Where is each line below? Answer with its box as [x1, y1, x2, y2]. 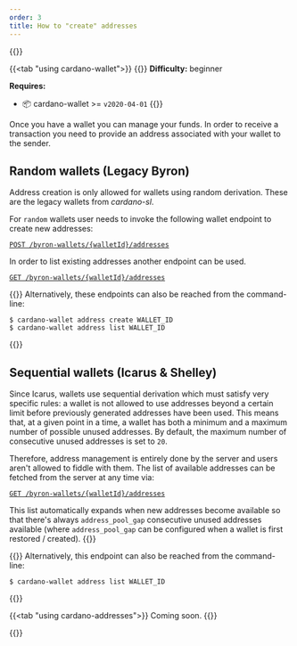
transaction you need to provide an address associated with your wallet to [9, 128, 281, 139]
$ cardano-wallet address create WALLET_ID [9, 315, 174, 325]
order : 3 [9, 12, 42, 22]
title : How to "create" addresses [9, 21, 138, 30]
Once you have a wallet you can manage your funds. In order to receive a [9, 119, 279, 129]
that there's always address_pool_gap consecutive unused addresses [9, 514, 262, 526]
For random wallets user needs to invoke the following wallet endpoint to [9, 214, 272, 225]
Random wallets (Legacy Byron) [9, 163, 190, 178]
